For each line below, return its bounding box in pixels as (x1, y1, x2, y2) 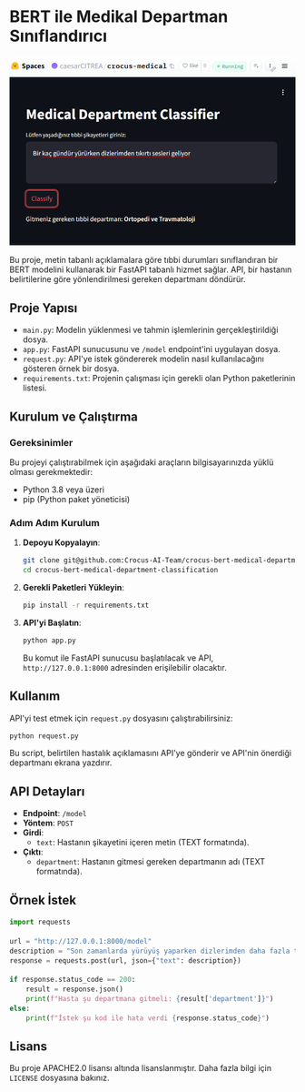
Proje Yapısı (9, 300, 78, 316)
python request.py (9, 731, 79, 741)
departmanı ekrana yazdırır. (9, 757, 113, 768)
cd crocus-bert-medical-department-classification (22, 566, 219, 575)
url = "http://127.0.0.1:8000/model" (9, 936, 152, 945)
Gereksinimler (9, 436, 74, 449)
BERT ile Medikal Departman (9, 6, 229, 27)
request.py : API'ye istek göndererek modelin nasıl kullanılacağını (22, 353, 265, 365)
